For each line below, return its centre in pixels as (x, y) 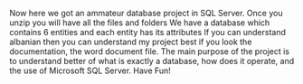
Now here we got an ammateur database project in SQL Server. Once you (146, 13)
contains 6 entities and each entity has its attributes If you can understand (148, 32)
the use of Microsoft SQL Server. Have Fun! (90, 70)
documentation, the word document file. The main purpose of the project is (149, 51)
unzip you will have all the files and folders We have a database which (140, 23)
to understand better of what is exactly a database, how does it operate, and (152, 61)
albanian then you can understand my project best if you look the (131, 42)
